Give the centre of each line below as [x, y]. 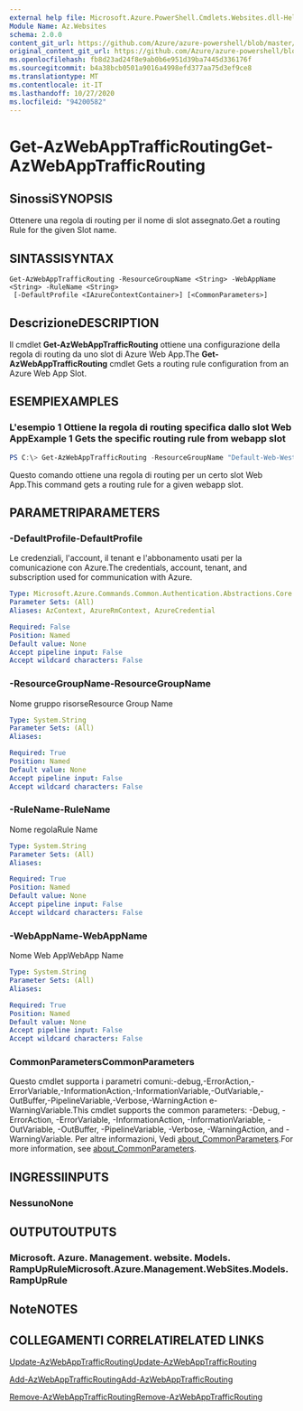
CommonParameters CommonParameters [102, 1062]
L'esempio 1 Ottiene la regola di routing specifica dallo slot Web [151, 427]
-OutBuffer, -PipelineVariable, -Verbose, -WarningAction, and [170, 1129]
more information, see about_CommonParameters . [103, 1149]
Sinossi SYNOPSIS [61, 198]
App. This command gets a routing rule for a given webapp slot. [126, 484]
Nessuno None [41, 1202]
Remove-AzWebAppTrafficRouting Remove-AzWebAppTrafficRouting [136, 1397]
